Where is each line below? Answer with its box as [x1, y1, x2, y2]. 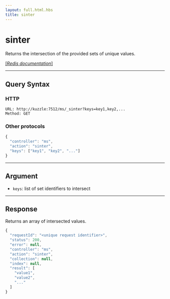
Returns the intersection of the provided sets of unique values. [5, 51, 136, 57]
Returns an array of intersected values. [5, 218, 87, 225]
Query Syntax [5, 80, 50, 89]
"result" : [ [10, 266, 35, 271]
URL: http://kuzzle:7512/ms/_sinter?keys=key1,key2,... [5, 107, 125, 112]
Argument [5, 172, 38, 180]
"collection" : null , [10, 256, 53, 261]
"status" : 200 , [10, 238, 42, 243]
